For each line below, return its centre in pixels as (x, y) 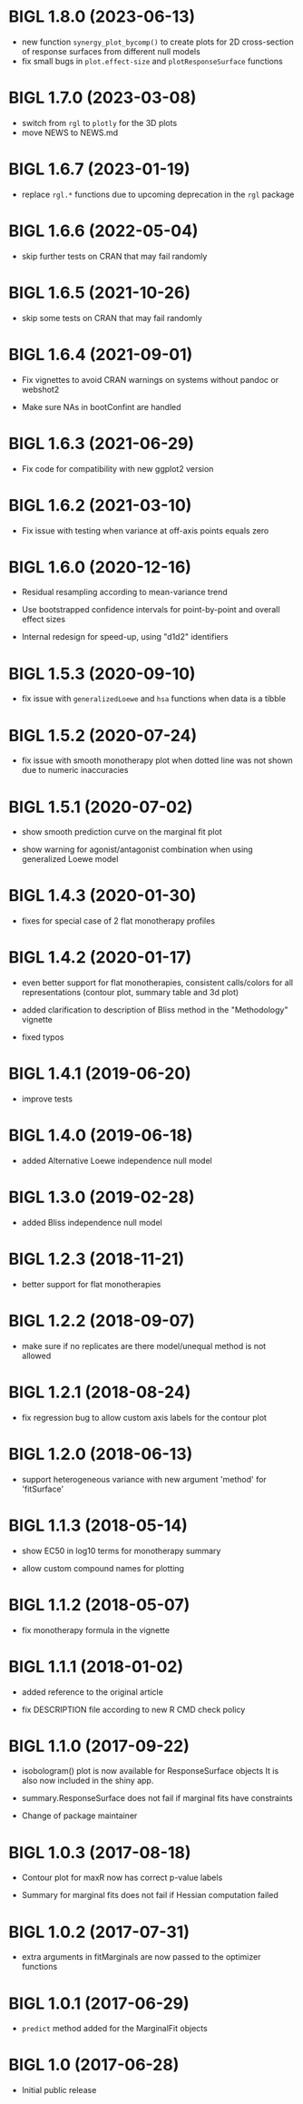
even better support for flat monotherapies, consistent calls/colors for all (157, 983)
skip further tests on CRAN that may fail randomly (114, 256)
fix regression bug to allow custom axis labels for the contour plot (144, 1417)
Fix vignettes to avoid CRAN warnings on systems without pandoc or (150, 379)
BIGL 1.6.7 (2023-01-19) (100, 169)
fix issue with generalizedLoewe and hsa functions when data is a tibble (154, 699)
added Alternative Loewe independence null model (117, 1160)
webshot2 (40, 389)
